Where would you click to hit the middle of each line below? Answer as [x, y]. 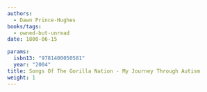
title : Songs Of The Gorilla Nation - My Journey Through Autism [104, 71]
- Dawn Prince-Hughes [45, 20]
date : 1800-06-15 [32, 39]
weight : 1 [22, 77]
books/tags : [24, 26]
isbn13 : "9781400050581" [49, 58]
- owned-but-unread [42, 33]
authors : [20, 13]
